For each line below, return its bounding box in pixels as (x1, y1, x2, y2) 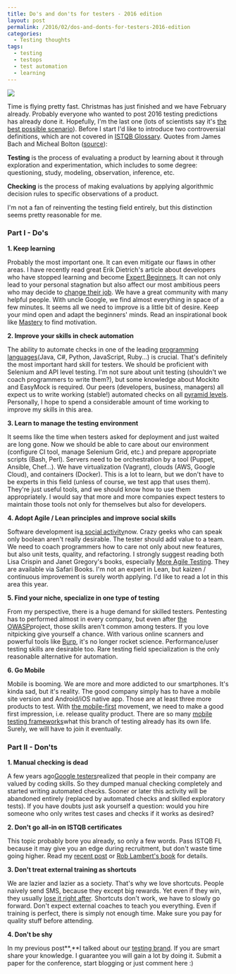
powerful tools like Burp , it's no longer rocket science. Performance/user (7, 637, 218, 646)
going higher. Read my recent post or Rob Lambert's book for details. (7, 852, 209, 860)
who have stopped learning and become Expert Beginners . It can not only (7, 272, 221, 281)
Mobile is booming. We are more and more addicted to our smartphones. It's (7, 679, 229, 688)
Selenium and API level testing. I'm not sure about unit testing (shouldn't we (7, 368, 227, 376)
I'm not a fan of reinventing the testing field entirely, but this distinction (7, 203, 213, 212)
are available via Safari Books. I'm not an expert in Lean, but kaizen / (7, 565, 206, 573)
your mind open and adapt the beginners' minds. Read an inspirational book (7, 310, 228, 318)
